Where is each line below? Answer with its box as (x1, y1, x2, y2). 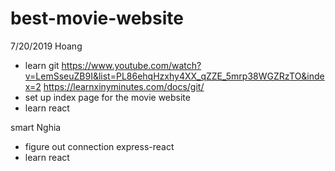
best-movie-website (10, 7, 184, 30)
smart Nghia (10, 121, 62, 133)
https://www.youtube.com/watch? (61, 59, 202, 71)
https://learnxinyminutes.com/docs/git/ (43, 80, 205, 92)
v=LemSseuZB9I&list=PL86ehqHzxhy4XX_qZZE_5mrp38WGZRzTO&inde (24, 70, 325, 82)
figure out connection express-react (24, 140, 175, 152)
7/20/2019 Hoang (10, 40, 83, 52)
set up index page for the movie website (24, 91, 191, 103)
